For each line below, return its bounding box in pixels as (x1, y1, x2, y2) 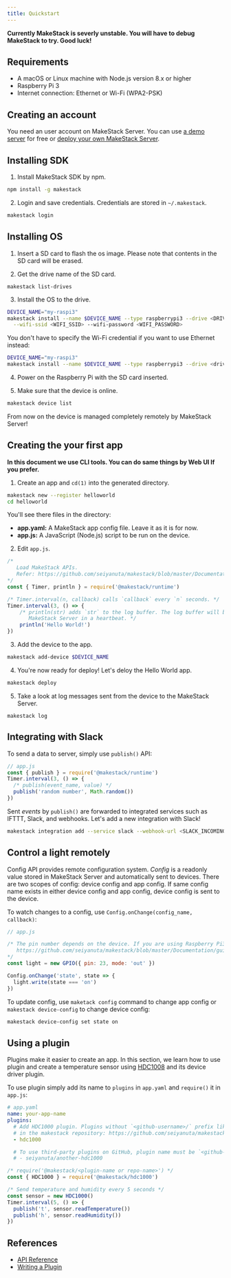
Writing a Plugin (16, 1263, 63, 1271)
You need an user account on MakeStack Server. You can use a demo (7, 127, 205, 136)
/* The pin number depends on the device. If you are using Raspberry (7, 941, 214, 948)
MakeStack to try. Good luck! (7, 36, 92, 45)
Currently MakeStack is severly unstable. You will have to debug (7, 29, 195, 37)
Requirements (7, 56, 69, 68)
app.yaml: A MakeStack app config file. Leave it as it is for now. (16, 524, 198, 532)
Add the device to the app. (16, 641, 93, 649)
